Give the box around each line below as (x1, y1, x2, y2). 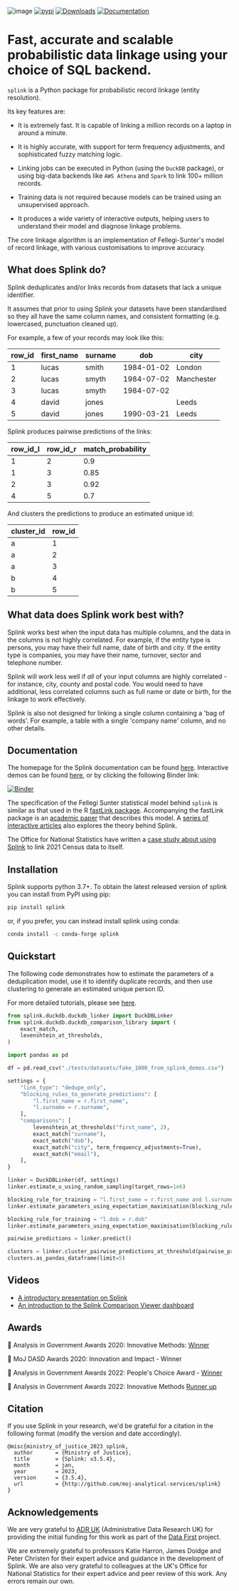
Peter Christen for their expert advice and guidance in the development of (7, 1554, 224, 1563)
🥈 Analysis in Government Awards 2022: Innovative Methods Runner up (7, 1382, 217, 1390)
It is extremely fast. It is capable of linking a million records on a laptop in (17, 121, 232, 129)
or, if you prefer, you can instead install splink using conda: (7, 917, 180, 925)
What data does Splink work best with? (7, 609, 184, 621)
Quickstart (7, 950, 56, 963)
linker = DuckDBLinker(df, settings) (7, 1177, 119, 1184)
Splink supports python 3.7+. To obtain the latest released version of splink (7, 883, 228, 891)
